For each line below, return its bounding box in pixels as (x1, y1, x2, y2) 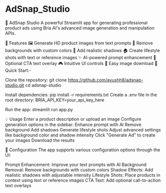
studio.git (5, 82, 25, 88)
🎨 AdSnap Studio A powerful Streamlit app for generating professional (5, 20, 148, 26)
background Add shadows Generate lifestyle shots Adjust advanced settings (5, 127, 161, 132)
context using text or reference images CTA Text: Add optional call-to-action (5, 177, 161, 183)
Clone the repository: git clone (5, 77, 67, 83)
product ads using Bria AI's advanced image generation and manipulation (5, 25, 155, 31)
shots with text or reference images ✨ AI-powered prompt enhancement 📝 (5, 54, 157, 60)
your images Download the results (5, 137, 75, 143)
